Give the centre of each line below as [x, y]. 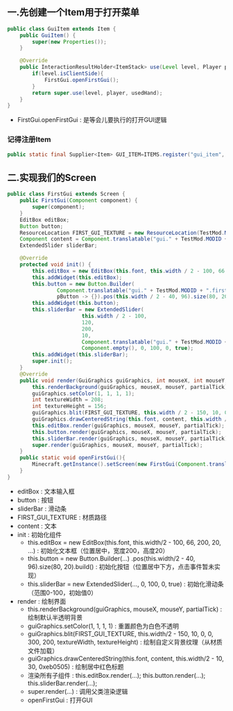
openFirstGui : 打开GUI [60, 700]
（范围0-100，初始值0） [62, 592]
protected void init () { [55, 265]
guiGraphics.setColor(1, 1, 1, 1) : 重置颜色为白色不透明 [103, 626]
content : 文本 [37, 526]
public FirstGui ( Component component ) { [79, 201]
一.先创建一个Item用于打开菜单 [74, 12]
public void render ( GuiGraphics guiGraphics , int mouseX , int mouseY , [124, 380]
